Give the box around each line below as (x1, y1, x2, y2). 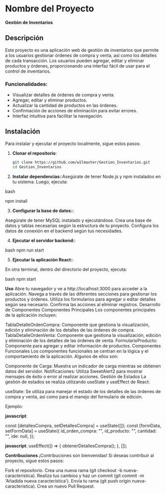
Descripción (5, 34, 44, 42)
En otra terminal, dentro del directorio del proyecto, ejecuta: (5, 266, 127, 272)
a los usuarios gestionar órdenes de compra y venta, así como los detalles (5, 52, 157, 58)
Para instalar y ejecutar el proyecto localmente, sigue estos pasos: (5, 140, 141, 147)
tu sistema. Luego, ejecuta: (12, 178, 68, 184)
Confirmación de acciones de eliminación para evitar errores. (12, 108, 138, 114)
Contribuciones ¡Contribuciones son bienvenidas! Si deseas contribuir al (5, 452, 155, 458)
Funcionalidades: (5, 81, 48, 87)
